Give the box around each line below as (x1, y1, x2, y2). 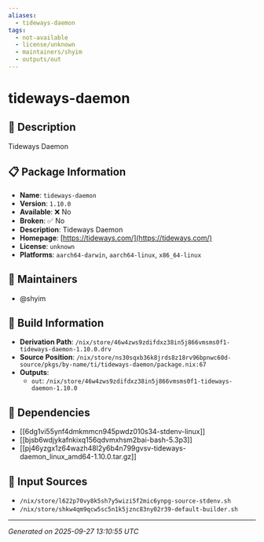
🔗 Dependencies (8, 406, 90, 419)
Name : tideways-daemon (19, 190, 97, 199)
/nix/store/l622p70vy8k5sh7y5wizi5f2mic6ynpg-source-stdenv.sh (19, 497, 232, 505)
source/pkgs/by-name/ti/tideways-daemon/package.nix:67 (19, 361, 207, 369)
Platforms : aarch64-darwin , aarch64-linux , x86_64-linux (19, 250, 202, 259)
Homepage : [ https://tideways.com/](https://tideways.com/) (19, 233, 212, 243)
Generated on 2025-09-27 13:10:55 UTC (8, 526, 139, 536)
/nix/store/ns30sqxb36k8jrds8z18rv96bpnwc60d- (75, 354, 232, 362)
